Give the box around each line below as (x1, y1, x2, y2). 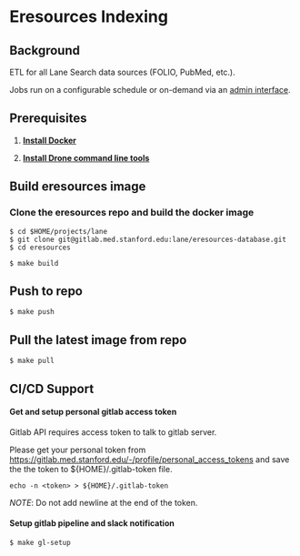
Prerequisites (9, 111, 87, 126)
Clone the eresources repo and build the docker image (9, 207, 255, 219)
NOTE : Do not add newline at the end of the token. (9, 497, 198, 508)
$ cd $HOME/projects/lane (9, 227, 107, 236)
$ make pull (9, 357, 55, 366)
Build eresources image (9, 179, 146, 195)
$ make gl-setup (9, 538, 71, 547)
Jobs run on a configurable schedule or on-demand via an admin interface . (9, 85, 291, 95)
